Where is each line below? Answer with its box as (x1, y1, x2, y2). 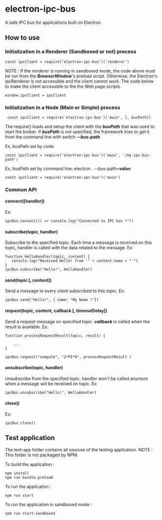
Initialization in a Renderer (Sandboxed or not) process (5, 48, 137, 55)
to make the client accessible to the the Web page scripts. (5, 83, 122, 89)
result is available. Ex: (5, 324, 49, 330)
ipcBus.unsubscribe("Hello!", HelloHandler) (5, 390, 97, 395)
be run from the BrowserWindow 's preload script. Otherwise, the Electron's (5, 73, 158, 79)
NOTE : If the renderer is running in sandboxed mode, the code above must (5, 68, 156, 74)
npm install (5, 471, 29, 476)
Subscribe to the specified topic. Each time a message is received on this (5, 240, 152, 245)
